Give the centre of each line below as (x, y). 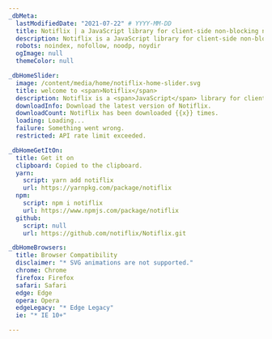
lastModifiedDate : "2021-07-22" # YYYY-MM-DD (94, 23)
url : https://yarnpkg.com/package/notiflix (98, 188)
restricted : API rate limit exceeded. (81, 136)
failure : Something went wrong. (70, 129)
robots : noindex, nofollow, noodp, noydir (88, 46)
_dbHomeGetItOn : (36, 150)
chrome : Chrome (41, 270)
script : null (45, 226)
